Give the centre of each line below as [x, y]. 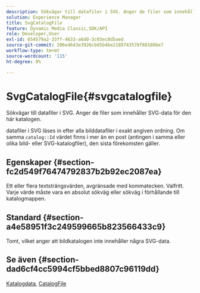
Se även [21, 260]
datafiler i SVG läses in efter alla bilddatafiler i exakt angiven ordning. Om [96, 131]
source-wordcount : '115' [37, 56]
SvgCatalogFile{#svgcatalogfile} [89, 96]
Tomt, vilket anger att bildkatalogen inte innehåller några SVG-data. [89, 241]
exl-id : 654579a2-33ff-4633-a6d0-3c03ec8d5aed [65, 39]
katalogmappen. [26, 199]
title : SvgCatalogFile [34, 23]
